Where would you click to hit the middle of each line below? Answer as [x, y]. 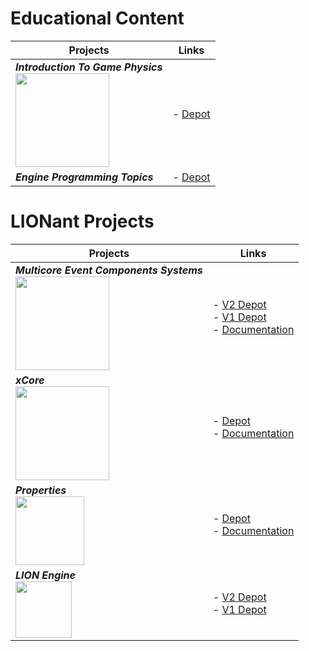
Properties [41, 490]
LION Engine [45, 575]
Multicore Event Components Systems [109, 270]
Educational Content [97, 18]
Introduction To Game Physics [89, 67]
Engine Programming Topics [84, 177]
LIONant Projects [82, 221]
